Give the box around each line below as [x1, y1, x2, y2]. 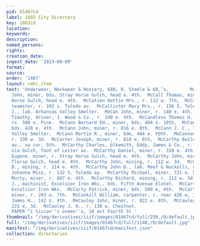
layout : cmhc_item [6, 81, 52, 87]
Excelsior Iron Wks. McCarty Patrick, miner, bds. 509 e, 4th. [11, 186, 174, 192]
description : [6, 36, 39, 42]
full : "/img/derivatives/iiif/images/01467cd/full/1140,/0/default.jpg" [6, 220, 190, 226]
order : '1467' [6, 75, 42, 81]
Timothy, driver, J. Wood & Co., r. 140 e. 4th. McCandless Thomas [11, 114, 185, 120]
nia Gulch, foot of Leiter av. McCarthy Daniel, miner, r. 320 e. [11, 147, 183, 153]
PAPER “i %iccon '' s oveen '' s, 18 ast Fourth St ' [11, 208, 137, 215]
